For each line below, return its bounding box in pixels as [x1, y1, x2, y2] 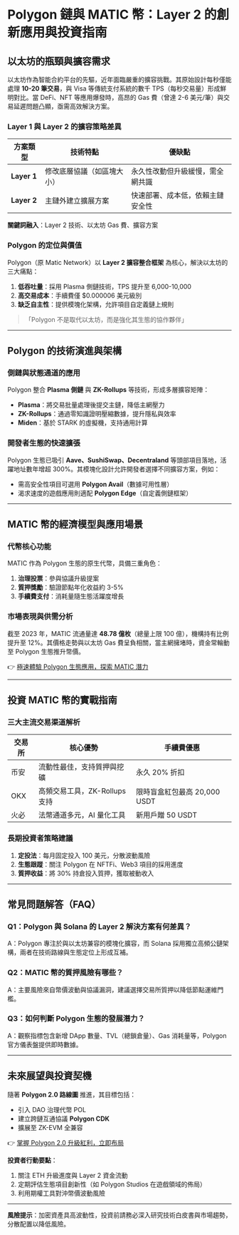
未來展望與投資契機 [7, 1070, 92, 1082]
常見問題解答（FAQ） [7, 898, 101, 910]
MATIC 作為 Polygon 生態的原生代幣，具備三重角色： [7, 559, 162, 568]
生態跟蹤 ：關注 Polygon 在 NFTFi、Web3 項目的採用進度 [17, 860, 184, 868]
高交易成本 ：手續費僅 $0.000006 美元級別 [17, 291, 142, 300]
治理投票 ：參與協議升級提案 [17, 574, 100, 583]
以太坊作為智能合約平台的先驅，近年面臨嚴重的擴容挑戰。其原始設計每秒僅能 [7, 76, 232, 84]
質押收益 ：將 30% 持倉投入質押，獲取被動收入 [17, 869, 154, 877]
